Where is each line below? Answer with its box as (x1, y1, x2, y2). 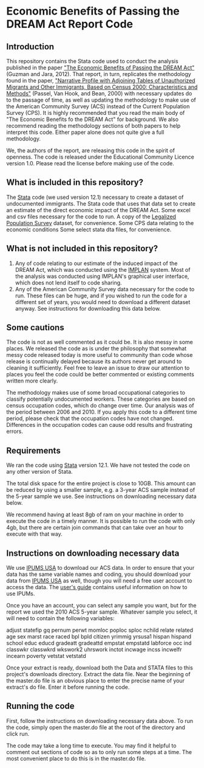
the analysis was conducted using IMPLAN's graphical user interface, (15, 272, 189, 280)
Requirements (6, 445, 61, 455)
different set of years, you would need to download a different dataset (15, 298, 191, 305)
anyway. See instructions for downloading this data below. (15, 305, 161, 312)
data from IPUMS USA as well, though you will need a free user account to (6, 577, 192, 584)
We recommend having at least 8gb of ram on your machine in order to (6, 511, 184, 518)
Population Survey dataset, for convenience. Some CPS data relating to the (6, 219, 194, 226)
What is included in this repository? (6, 178, 144, 188)
